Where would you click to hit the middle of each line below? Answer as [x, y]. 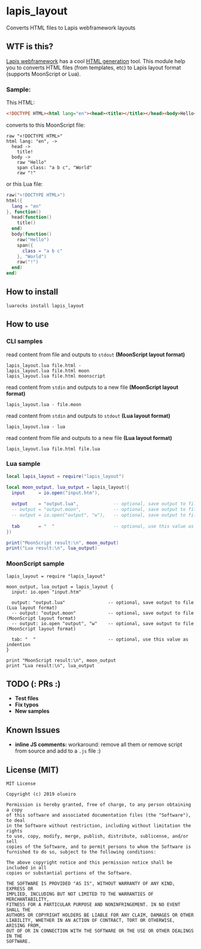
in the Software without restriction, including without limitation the [99, 826]
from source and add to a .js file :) [58, 751]
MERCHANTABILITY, [28, 900]
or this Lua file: [25, 184]
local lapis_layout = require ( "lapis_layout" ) [65, 476]
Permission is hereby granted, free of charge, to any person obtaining [99, 805]
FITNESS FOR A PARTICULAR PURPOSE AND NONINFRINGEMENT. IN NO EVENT [93, 905]
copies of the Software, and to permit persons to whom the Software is [99, 847]
